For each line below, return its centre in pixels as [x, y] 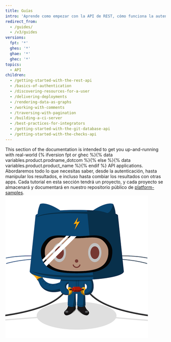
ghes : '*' [20, 48]
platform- [145, 187]
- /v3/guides [24, 32]
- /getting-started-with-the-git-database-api [60, 129]
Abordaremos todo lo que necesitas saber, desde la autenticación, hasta [81, 171]
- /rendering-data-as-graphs [41, 102]
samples [14, 192]
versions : [16, 38]
